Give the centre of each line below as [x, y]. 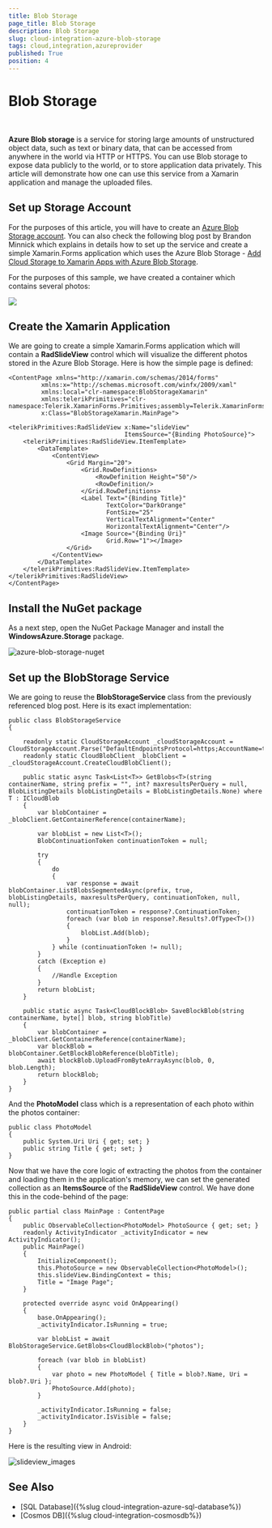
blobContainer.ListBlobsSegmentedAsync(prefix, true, [101, 891]
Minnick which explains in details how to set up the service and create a [128, 245]
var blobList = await [74, 1339]
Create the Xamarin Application [89, 327]
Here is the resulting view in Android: [70, 1446]
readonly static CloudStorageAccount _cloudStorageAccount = [128, 742]
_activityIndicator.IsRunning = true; [103, 1325]
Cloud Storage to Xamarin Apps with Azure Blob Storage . [103, 262]
